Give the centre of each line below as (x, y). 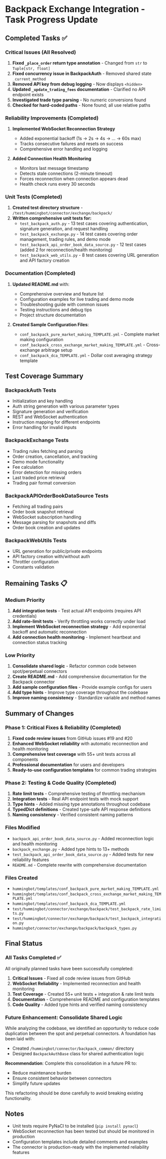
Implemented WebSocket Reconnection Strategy (64, 129)
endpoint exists (28, 94)
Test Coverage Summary (44, 376)
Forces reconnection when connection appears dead (74, 179)
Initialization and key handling (43, 401)
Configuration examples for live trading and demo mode (77, 299)
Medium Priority (25, 600)
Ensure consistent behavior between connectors (62, 1078)
